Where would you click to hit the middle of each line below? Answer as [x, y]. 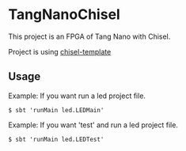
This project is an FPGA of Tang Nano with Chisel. [89, 36]
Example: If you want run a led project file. [77, 96]
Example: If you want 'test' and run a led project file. [93, 125]
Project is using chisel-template [60, 51]
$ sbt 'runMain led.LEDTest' [56, 139]
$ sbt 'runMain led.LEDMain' [56, 110]
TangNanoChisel [64, 15]
